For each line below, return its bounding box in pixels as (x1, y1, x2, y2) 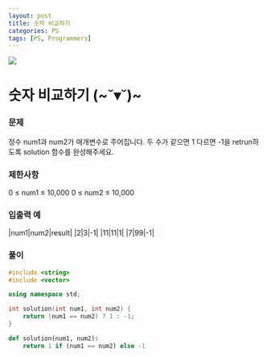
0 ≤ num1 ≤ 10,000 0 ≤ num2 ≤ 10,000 (8, 188, 135, 198)
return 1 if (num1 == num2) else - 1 (23, 342, 146, 350)
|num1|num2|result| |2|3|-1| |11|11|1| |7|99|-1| (8, 228, 154, 238)
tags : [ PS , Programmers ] (8, 34, 92, 43)
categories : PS (8, 27, 60, 35)
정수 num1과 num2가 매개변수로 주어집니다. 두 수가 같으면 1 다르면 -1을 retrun (8, 137, 253, 146)
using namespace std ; (8, 290, 81, 298)
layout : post (8, 11, 52, 20)
